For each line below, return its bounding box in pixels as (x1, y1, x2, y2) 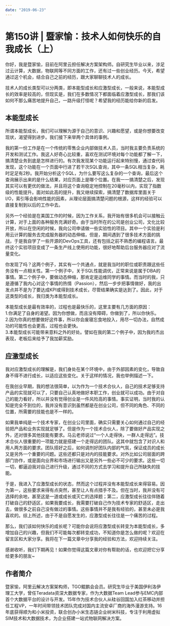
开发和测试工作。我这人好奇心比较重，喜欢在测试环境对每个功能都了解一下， (5, 151, 165, 158)
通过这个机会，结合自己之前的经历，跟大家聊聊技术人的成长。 (5, 74, 134, 80)
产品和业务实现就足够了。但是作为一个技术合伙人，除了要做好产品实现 (14, 426, 160, 432)
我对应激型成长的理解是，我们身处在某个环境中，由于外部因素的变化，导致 (5, 366, 160, 372)
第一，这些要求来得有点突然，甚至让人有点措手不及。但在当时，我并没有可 (9, 487, 165, 493)
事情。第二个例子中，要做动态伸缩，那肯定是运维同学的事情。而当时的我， (5, 274, 160, 280)
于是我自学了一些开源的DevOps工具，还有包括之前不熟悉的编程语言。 (14, 238, 159, 244)
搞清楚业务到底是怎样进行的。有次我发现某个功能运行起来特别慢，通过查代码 (5, 158, 165, 164)
